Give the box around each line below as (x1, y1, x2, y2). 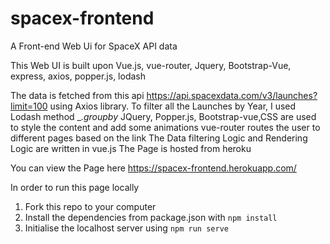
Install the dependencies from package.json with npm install (24, 211, 278, 223)
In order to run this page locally (10, 181, 140, 193)
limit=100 (10, 100, 48, 112)
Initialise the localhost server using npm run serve (24, 222, 229, 234)
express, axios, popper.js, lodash (10, 70, 147, 82)
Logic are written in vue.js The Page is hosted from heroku (10, 142, 252, 154)
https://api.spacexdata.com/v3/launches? (146, 89, 318, 101)
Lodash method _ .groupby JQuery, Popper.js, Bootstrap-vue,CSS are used (10, 110, 317, 122)
